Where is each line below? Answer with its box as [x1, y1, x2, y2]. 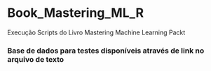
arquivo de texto [7, 54, 64, 64]
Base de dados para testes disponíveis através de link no [7, 46, 205, 56]
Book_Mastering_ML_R [7, 5, 144, 21]
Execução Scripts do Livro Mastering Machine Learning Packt [7, 28, 186, 37]
